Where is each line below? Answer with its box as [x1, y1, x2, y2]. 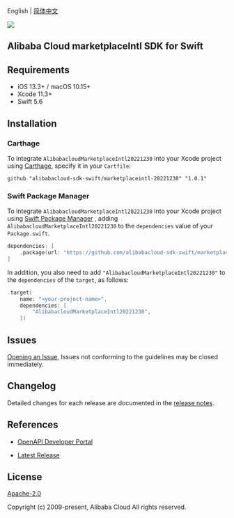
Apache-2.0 [7, 489, 42, 498]
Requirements [7, 64, 70, 76]
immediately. [7, 360, 44, 368]
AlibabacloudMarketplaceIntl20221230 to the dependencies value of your [7, 222, 214, 230]
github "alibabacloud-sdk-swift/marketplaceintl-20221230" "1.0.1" [7, 175, 208, 182]
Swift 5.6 [17, 97, 43, 106]
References [7, 419, 58, 431]
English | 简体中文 [7, 7, 58, 15]
